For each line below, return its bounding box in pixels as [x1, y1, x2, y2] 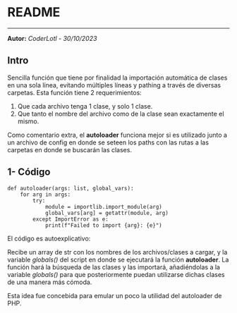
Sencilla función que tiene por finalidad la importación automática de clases [7, 73, 228, 82]
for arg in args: [20, 191, 71, 198]
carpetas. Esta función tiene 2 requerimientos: [7, 88, 142, 97]
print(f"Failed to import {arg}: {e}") [44, 221, 162, 229]
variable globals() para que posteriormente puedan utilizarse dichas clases [7, 270, 225, 278]
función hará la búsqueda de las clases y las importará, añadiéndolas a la [7, 262, 221, 271]
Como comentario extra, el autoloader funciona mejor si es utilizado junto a [7, 130, 228, 139]
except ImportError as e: [32, 216, 109, 223]
